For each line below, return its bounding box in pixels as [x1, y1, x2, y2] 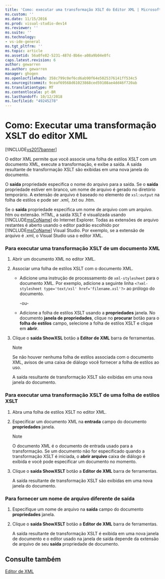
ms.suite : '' [5, 30, 32, 35]
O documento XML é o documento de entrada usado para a [12, 443, 133, 449]
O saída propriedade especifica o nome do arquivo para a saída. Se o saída [5, 182, 159, 187]
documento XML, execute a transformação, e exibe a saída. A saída [5, 161, 142, 167]
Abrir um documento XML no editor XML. [12, 256, 96, 262]
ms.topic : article [5, 48, 43, 53]
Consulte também [5, 555, 61, 564]
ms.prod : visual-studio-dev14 [5, 21, 67, 26]
